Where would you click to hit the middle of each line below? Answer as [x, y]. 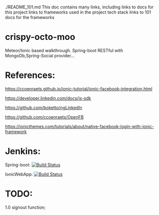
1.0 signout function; [25, 207]
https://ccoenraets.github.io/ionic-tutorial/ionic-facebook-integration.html [79, 89]
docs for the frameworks [30, 17]
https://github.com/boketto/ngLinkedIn [44, 107]
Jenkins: [23, 152]
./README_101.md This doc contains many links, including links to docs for [79, 7]
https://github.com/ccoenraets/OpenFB [44, 117]
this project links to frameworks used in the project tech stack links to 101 [78, 12]
